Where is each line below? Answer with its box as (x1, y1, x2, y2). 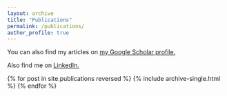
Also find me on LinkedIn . (7, 61, 79, 69)
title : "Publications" (7, 16, 72, 23)
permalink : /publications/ (7, 23, 85, 29)
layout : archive (7, 10, 54, 17)
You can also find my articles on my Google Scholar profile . (7, 48, 176, 56)
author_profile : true (7, 29, 70, 36)
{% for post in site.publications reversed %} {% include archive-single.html (7, 75, 221, 83)
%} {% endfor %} (7, 82, 57, 90)
